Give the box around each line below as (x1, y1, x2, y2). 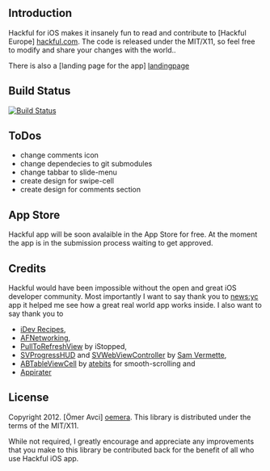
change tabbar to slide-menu (19, 167, 117, 177)
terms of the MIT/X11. (8, 420, 79, 431)
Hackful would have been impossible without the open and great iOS (8, 283, 237, 293)
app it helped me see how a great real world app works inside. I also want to (8, 301, 263, 310)
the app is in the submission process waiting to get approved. (8, 238, 213, 248)
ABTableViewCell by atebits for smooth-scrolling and (19, 359, 196, 368)
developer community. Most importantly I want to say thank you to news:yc (8, 292, 259, 301)
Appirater (19, 368, 52, 377)
